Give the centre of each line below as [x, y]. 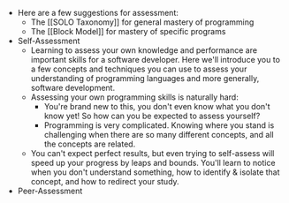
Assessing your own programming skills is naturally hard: [134, 97]
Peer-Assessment [50, 191]
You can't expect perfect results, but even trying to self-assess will [152, 153]
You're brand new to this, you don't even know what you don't [157, 106]
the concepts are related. [90, 144]
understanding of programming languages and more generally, [145, 78]
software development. [73, 88]
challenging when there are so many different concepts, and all [159, 135]
